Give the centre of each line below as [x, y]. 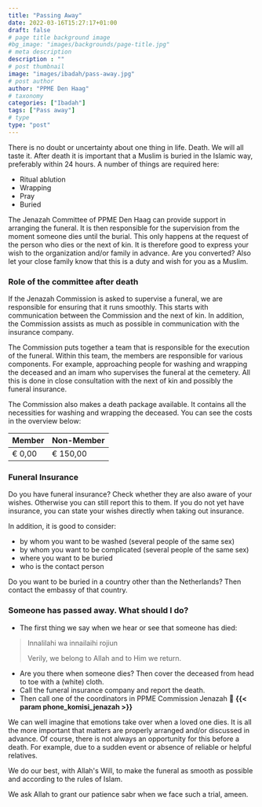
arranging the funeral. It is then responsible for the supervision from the [124, 228]
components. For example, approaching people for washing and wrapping [128, 364]
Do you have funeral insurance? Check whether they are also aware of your [130, 494]
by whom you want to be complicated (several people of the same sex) [134, 550]
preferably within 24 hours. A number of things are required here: [114, 164]
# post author [31, 81]
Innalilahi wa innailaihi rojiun [73, 643]
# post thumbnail [36, 67]
